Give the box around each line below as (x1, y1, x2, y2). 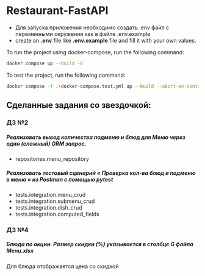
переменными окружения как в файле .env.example (15, 30, 151, 37)
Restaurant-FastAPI (6, 4, 109, 18)
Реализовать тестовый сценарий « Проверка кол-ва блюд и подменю (6, 169, 196, 177)
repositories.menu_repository (15, 155, 90, 162)
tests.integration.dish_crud (15, 203, 82, 211)
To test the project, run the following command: (6, 71, 126, 79)
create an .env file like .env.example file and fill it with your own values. (15, 37, 196, 44)
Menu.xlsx (6, 247, 34, 255)
